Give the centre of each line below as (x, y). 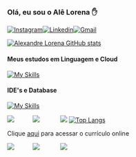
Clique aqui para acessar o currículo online (68, 133)
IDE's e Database (32, 91)
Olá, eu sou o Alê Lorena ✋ (52, 12)
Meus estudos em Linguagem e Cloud (62, 59)
